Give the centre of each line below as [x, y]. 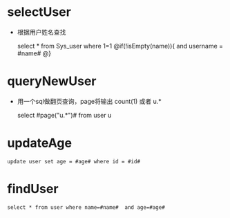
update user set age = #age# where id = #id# [74, 161]
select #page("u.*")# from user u [64, 115]
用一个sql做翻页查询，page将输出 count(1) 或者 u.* [89, 101]
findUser [33, 189]
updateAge [40, 143]
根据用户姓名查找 [41, 32]
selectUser [39, 12]
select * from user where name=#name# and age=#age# [86, 207]
